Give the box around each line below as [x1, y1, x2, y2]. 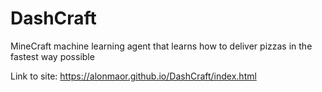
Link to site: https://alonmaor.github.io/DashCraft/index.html [10, 70, 257, 82]
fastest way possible [10, 50, 95, 62]
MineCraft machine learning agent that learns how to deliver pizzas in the [10, 40, 313, 52]
